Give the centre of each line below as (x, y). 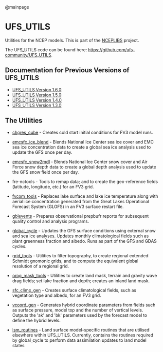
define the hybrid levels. (36, 320)
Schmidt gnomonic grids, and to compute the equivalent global (75, 261)
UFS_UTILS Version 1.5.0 (37, 95)
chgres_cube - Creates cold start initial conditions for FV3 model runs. (82, 132)
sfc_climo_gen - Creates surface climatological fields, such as (74, 290)
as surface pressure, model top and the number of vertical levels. (78, 310)
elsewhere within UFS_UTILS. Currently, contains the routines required (83, 335)
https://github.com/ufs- (111, 50)
